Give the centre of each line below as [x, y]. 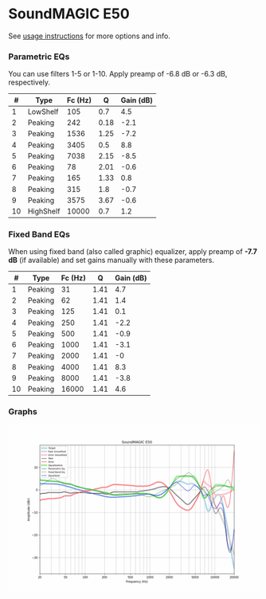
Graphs [23, 412]
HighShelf [44, 211]
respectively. [29, 82]
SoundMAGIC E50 [69, 14]
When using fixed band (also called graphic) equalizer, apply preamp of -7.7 [133, 252]
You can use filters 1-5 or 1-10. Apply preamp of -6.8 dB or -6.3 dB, [118, 74]
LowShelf [43, 112]
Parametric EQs [39, 57]
